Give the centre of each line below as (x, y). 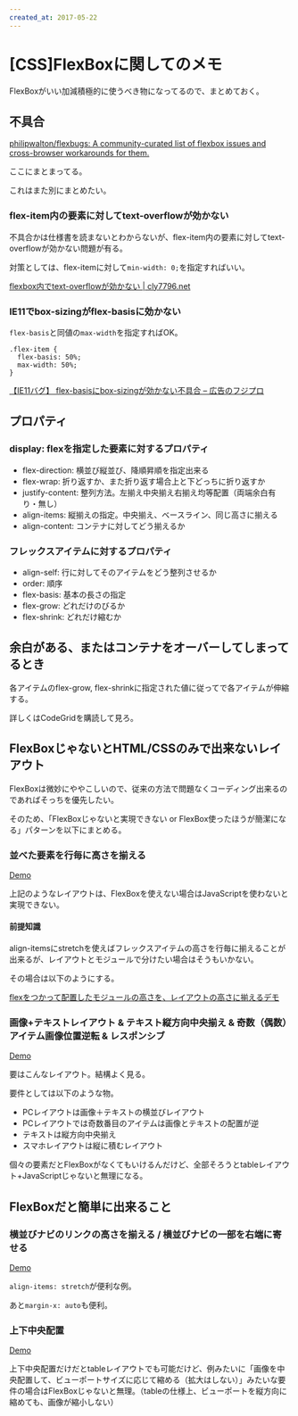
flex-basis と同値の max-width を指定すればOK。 (96, 332)
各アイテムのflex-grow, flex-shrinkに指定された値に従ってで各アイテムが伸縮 (149, 687)
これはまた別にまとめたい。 (60, 190)
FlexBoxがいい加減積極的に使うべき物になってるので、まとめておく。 (137, 91)
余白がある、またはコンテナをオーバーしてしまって (149, 648)
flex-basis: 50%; (50, 357)
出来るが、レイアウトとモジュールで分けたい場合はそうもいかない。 (134, 959)
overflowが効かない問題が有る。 (68, 248)
